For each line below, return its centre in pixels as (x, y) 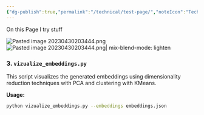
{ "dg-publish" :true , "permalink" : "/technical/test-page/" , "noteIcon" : (96, 12)
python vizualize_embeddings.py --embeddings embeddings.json (87, 106)
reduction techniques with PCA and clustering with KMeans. (81, 83)
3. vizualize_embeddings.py (46, 63)
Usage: (16, 94)
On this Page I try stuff (34, 29)
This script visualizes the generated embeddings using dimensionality (93, 76)
